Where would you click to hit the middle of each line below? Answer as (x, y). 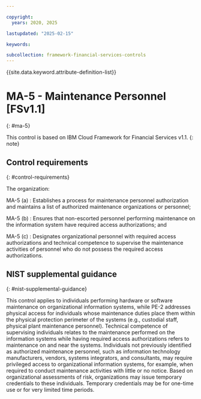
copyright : (20, 17)
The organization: (28, 188)
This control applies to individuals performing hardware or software (89, 300)
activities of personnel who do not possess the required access (85, 249)
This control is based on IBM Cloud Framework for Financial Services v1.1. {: (100, 137)
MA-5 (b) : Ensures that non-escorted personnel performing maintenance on (101, 218)
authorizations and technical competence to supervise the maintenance (95, 242)
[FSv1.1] (26, 109)
